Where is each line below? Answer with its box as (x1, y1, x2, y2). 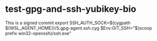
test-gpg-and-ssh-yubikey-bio (5, 3, 137, 15)
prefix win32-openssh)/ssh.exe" (5, 30, 72, 36)
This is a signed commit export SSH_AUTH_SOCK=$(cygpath (5, 20, 131, 26)
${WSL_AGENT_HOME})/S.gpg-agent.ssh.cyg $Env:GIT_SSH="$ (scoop (5, 25, 152, 31)
